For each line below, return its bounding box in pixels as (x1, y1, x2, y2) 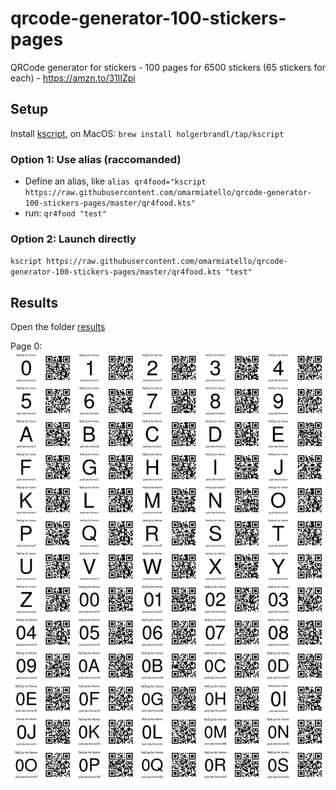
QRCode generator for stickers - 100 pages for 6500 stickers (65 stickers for (10, 61, 326, 73)
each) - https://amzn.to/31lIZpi (10, 72, 136, 84)
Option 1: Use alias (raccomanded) (10, 152, 182, 166)
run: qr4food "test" (24, 207, 107, 219)
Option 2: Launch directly (10, 232, 137, 246)
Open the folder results (10, 321, 106, 333)
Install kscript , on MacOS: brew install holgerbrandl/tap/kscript (10, 127, 285, 139)
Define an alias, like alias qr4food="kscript (24, 175, 207, 187)
